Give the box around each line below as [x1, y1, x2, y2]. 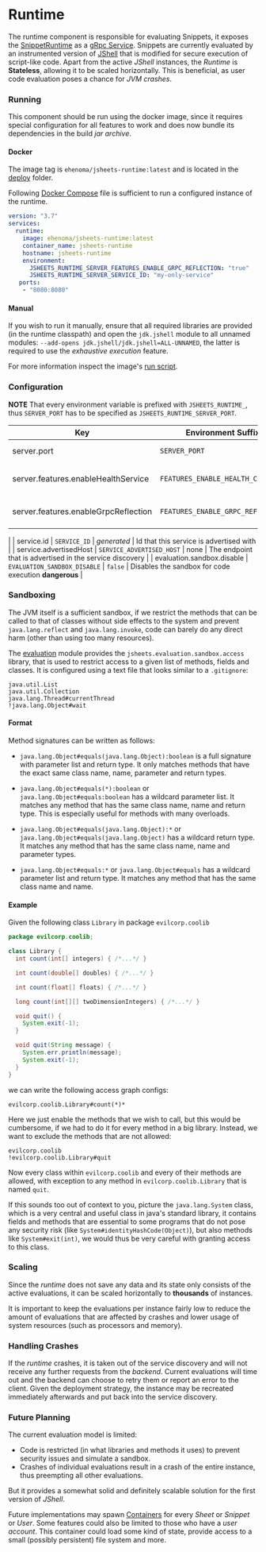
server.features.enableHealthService [12, 473, 149, 484]
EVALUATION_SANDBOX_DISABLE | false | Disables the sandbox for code [8, 562, 230, 571]
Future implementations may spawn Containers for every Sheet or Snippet [8, 1510, 250, 1519]
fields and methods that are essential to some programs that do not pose [8, 1217, 246, 1226]
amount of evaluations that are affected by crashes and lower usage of [8, 1312, 239, 1322]
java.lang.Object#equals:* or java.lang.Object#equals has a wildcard [19, 865, 251, 874]
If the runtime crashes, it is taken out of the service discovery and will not [8, 1358, 248, 1368]
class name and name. [19, 882, 93, 891]
